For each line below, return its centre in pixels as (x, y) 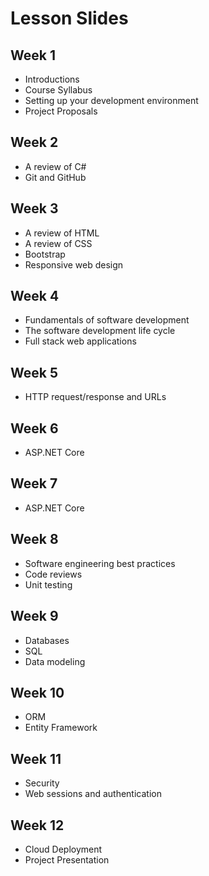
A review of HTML (62, 233)
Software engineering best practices (100, 563)
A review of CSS (58, 243)
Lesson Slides (69, 18)
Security (42, 783)
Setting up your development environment (111, 100)
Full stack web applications (80, 341)
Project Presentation (67, 859)
